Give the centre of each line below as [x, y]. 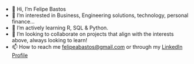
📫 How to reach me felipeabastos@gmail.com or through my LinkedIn [97, 47]
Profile [20, 55]
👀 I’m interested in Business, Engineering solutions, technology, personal [100, 15]
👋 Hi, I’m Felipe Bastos [39, 9]
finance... [23, 21]
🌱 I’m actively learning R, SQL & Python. [60, 28]
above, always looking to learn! [49, 40]
